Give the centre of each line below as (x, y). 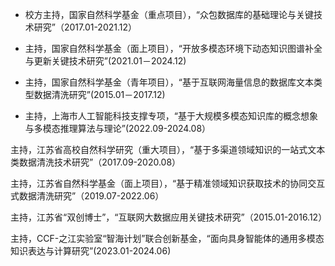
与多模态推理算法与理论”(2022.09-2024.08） (118, 128)
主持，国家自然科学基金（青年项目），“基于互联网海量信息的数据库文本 (169, 82)
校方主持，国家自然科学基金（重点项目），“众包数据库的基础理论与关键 (169, 14)
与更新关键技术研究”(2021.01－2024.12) (105, 61)
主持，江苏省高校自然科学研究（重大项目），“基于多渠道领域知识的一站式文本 (168, 149)
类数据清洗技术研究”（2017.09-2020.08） (96, 162)
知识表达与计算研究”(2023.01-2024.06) (91, 251)
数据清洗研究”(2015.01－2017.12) (99, 94)
